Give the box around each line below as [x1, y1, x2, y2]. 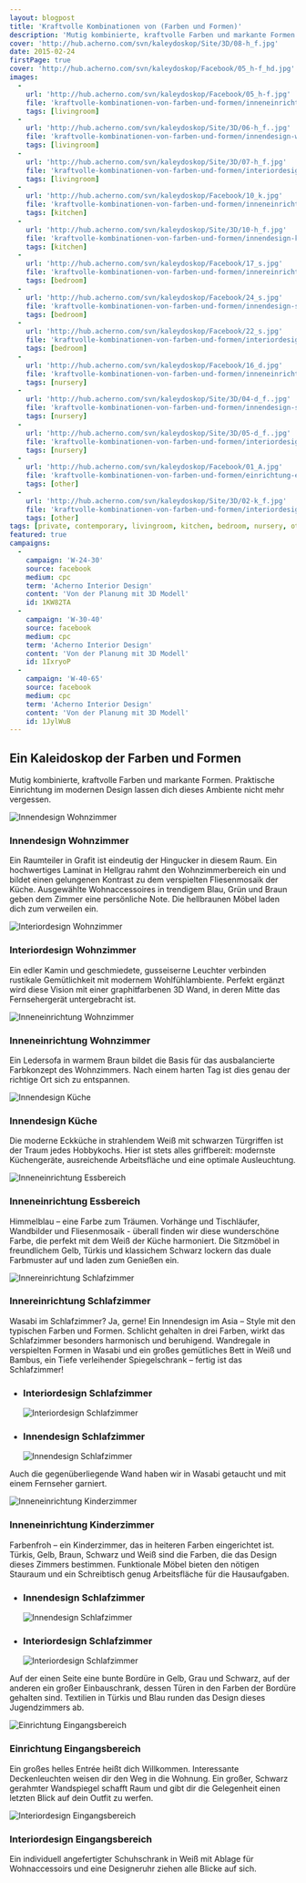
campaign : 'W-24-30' [25, 555, 104, 565]
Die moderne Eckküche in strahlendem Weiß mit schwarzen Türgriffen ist [9, 1136, 284, 1147]
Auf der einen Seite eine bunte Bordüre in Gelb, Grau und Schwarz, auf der [9, 1673, 291, 1684]
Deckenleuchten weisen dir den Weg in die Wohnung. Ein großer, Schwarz [9, 1773, 289, 1784]
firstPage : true [9, 56, 71, 65]
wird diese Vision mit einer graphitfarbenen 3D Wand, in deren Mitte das [9, 983, 280, 994]
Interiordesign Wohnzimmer [9, 944, 137, 957]
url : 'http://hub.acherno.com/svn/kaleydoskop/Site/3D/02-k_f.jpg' [25, 496, 287, 506]
